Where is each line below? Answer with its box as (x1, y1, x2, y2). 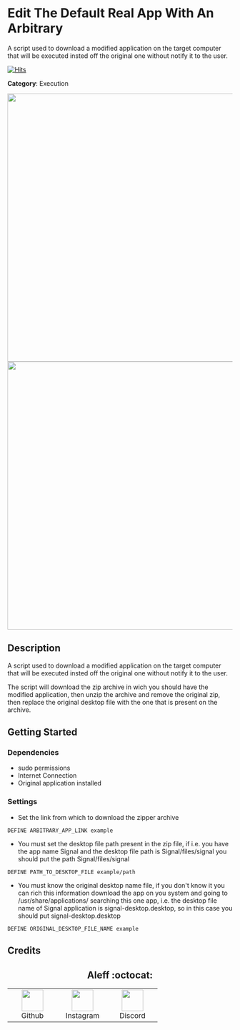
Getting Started (7, 726, 78, 738)
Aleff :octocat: (86, 969, 154, 981)
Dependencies (7, 748, 59, 758)
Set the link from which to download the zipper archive (17, 813, 179, 821)
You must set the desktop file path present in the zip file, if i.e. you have (17, 839, 229, 848)
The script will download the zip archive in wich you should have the (7, 683, 209, 691)
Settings (7, 797, 38, 807)
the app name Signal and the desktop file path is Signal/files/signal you (17, 847, 227, 856)
